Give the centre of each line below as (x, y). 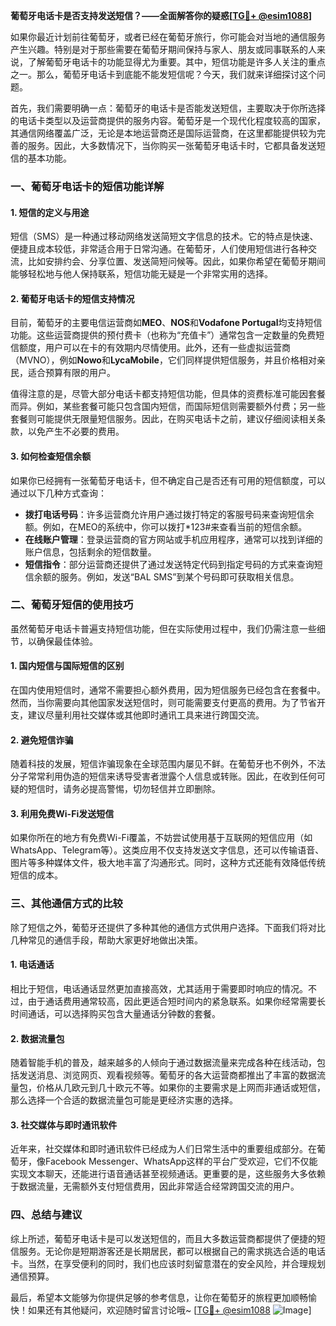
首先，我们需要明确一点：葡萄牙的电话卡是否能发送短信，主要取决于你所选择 (168, 108)
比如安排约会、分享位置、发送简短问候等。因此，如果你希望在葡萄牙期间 (176, 261)
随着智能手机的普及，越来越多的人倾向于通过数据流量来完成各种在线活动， (163, 1063)
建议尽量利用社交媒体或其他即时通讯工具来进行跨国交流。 (146, 715)
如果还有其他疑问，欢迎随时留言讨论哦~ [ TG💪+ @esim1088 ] (169, 1310)
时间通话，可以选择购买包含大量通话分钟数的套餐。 (115, 1013)
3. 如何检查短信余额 (51, 456)
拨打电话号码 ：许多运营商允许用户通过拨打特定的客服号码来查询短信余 (169, 514)
